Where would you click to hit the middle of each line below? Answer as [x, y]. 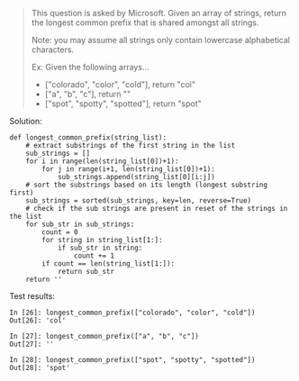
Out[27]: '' [32, 344]
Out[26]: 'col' [38, 321]
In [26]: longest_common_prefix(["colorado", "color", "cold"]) [132, 313]
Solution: [26, 121]
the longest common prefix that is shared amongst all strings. [145, 23]
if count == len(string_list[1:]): [109, 264]
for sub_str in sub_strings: [80, 224]
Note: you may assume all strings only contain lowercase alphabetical [161, 40]
